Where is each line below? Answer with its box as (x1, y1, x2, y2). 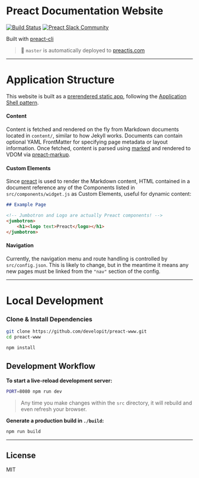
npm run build (6, 428, 41, 434)
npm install (6, 345, 36, 351)
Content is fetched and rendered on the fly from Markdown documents (6, 126, 179, 133)
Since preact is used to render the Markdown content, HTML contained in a (6, 178, 190, 185)
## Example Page (6, 202, 46, 208)
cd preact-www (6, 334, 41, 340)
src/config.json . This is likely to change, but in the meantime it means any (6, 261, 189, 268)
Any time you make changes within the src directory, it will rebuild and (20, 399, 192, 406)
